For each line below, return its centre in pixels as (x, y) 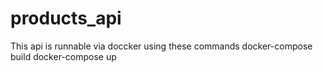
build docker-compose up (63, 56)
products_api (66, 18)
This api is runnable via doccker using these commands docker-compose (161, 46)
